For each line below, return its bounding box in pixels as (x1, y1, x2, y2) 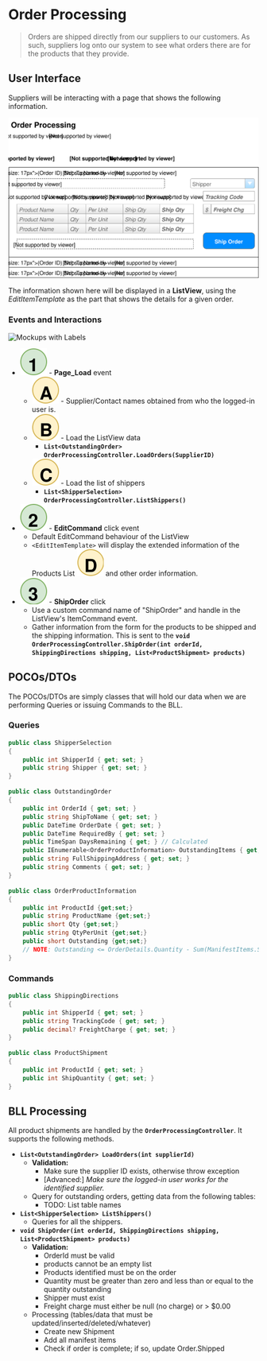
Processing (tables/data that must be (31, 1310, 153, 1320)
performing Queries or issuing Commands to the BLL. (8, 700, 183, 709)
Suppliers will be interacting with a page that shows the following (8, 93, 221, 103)
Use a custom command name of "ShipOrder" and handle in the (31, 605, 241, 615)
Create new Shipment (43, 1327, 115, 1336)
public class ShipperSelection (8, 739, 112, 746)
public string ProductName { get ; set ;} (22, 912, 151, 920)
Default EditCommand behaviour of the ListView (31, 531, 189, 541)
